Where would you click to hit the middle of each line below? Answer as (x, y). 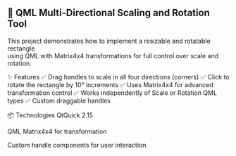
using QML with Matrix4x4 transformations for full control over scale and (113, 56)
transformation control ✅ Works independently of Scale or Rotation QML (112, 93)
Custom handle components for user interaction (77, 145)
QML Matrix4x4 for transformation (57, 131)
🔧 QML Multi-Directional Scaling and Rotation (108, 13)
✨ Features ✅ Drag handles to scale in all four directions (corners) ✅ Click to (118, 77)
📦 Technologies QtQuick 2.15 (50, 115)
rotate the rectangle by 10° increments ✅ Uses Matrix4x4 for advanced (110, 84)
